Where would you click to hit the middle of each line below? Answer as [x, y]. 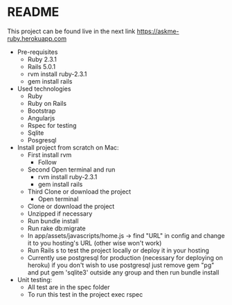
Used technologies [44, 89]
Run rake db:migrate [56, 228]
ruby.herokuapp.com [37, 38]
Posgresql [42, 140]
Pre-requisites [37, 52]
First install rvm [50, 155]
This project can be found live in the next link [71, 31]
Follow [47, 162]
